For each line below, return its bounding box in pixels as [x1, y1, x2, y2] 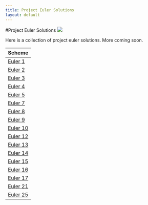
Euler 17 [8, 174, 29, 181]
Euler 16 [8, 166, 29, 173]
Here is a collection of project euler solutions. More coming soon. [5, 37, 143, 43]
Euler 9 [8, 116, 25, 123]
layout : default [5, 12, 40, 17]
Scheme [8, 49, 29, 56]
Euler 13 [8, 141, 29, 148]
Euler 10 [8, 124, 29, 131]
